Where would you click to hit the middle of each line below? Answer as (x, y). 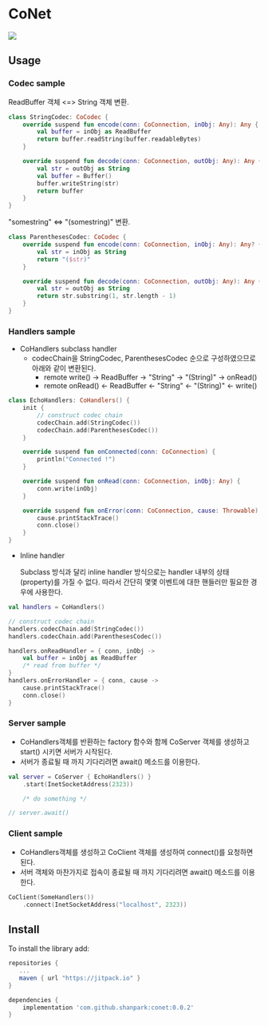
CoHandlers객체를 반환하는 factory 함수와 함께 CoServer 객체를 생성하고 (134, 742)
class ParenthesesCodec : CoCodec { (67, 237)
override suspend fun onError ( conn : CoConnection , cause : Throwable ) (141, 511)
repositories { (33, 964)
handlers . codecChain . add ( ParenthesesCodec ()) (85, 636)
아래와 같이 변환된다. (64, 368)
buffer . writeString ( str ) (78, 183)
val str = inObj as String (82, 252)
